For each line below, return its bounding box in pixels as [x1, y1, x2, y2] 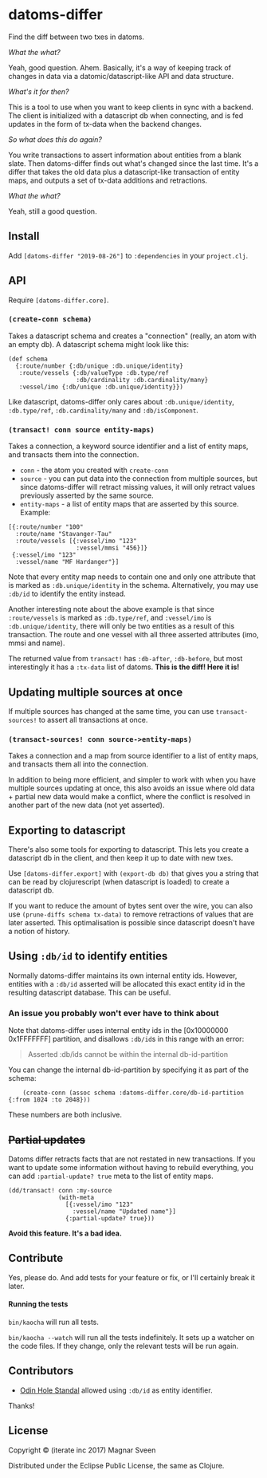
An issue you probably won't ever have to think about [8, 1007, 219, 1019]
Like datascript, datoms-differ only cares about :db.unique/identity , [8, 396, 235, 406]
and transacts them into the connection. [8, 450, 139, 459]
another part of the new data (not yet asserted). [8, 800, 165, 810]
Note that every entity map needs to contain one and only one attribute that [8, 572, 257, 581]
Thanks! [8, 1401, 35, 1410]
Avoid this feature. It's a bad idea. [8, 1228, 122, 1238]
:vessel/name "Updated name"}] [72, 1208, 177, 1216]
